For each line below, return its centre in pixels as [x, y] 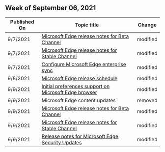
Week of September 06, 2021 [51, 8]
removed [147, 100]
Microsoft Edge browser [69, 92]
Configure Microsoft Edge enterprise [84, 64]
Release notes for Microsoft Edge [80, 136]
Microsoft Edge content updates [79, 100]
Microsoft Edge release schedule [80, 78]
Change [147, 25]
